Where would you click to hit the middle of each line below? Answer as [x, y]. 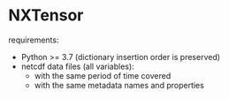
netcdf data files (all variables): [77, 66]
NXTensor [46, 15]
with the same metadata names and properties [119, 85]
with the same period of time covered [103, 75]
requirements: [34, 40]
